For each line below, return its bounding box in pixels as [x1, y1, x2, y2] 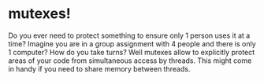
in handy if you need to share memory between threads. [8, 64, 191, 73]
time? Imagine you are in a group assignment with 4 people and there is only [8, 39, 256, 48]
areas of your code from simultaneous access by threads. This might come [8, 56, 252, 65]
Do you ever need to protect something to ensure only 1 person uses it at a [8, 31, 251, 40]
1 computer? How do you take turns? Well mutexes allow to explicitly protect [8, 47, 255, 57]
